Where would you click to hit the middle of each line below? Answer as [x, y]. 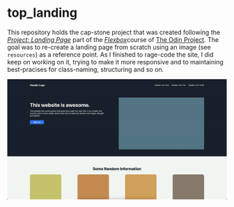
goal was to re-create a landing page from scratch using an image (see [109, 47]
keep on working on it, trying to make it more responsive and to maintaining [116, 62]
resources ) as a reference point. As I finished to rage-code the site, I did [110, 55]
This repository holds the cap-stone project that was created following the [114, 32]
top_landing [42, 13]
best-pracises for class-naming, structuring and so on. [86, 69]
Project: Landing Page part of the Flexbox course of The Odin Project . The [113, 39]
